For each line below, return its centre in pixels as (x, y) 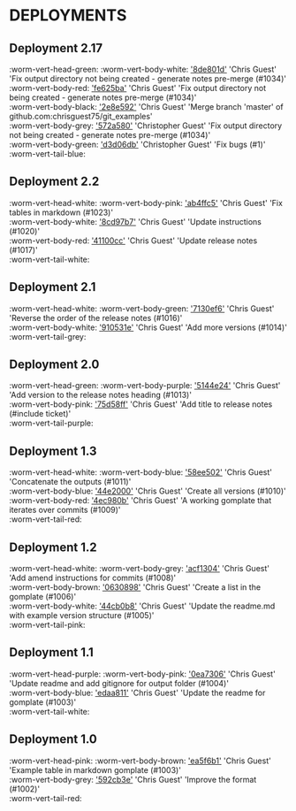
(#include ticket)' (40, 414)
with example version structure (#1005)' (82, 616)
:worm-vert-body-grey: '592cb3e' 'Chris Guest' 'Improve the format (133, 779)
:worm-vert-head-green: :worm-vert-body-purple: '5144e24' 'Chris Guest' (145, 386)
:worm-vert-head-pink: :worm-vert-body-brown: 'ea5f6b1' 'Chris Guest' (140, 761)
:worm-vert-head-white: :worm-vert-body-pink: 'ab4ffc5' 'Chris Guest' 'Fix (146, 203)
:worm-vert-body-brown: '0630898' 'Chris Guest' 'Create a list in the (135, 587)
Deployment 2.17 (56, 48)
